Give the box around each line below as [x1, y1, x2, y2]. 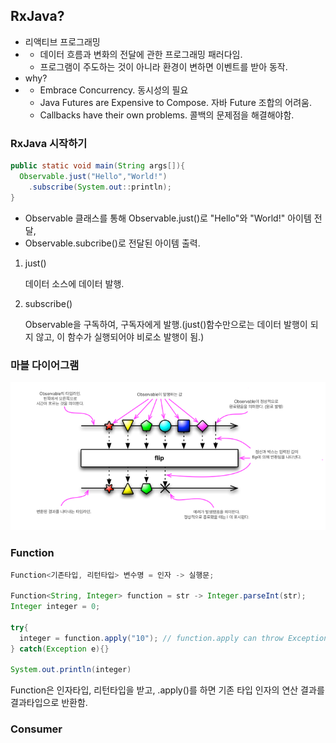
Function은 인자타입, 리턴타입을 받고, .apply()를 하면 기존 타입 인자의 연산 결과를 [10, 684, 325, 696]
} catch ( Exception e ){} [10, 644, 110, 654]
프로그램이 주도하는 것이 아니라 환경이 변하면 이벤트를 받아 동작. [39, 60, 288, 73]
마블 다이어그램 [10, 358, 80, 372]
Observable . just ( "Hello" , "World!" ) [19, 171, 168, 181]
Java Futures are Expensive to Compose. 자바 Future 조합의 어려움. [39, 96, 312, 108]
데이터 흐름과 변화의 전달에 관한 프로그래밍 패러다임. [39, 48, 243, 60]
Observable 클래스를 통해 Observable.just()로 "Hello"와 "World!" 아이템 [24, 212, 312, 224]
